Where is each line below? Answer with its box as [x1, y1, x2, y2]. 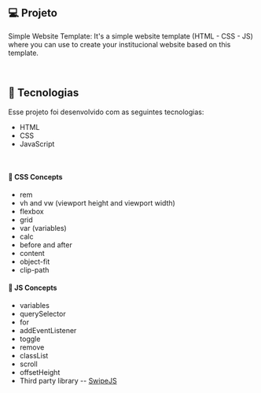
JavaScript [19, 139, 55, 148]
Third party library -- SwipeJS [19, 376, 117, 386]
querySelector [19, 310, 66, 319]
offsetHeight [19, 368, 61, 377]
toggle [19, 334, 41, 344]
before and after [19, 239, 72, 250]
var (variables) [19, 223, 67, 232]
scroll [19, 359, 38, 369]
